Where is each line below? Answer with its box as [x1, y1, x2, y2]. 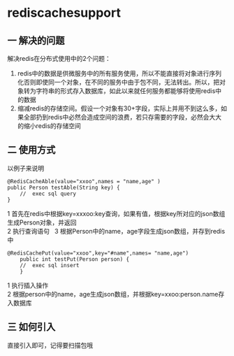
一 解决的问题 [7, 34, 65, 46]
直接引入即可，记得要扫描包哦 [7, 341, 93, 349]
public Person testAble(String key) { [7, 184, 120, 191]
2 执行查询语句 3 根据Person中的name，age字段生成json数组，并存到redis [7, 227, 226, 235]
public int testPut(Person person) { [20, 255, 130, 263]
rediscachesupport [7, 5, 121, 21]
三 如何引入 [7, 321, 56, 333]
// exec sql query [20, 190, 77, 197]
